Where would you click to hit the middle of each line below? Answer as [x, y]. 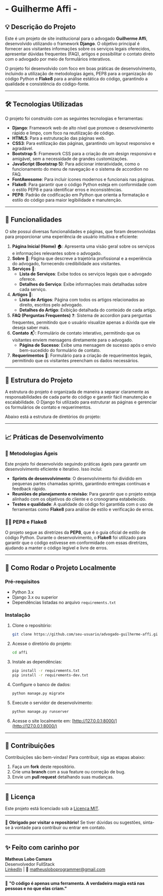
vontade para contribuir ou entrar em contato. [60, 828]
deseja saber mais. [31, 327]
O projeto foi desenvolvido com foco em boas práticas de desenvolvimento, [81, 68]
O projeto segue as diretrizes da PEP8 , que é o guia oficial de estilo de [75, 532]
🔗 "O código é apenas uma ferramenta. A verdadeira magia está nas [75, 883]
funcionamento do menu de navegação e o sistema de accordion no [80, 169]
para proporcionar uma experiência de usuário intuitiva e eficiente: [72, 237]
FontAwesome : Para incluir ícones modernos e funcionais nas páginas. [83, 179]
